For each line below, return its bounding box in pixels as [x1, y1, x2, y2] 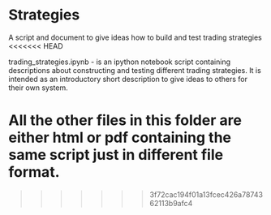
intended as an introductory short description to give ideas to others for [8, 74, 247, 84]
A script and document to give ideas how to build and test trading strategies [8, 32, 262, 42]
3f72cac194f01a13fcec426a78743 [149, 189, 264, 200]
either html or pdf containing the [8, 128, 231, 147]
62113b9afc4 [149, 198, 193, 208]
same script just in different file [8, 146, 224, 164]
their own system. [8, 83, 68, 92]
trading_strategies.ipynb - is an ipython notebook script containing [8, 57, 231, 67]
